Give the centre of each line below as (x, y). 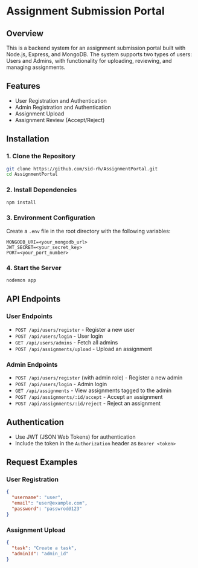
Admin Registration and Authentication (63, 107)
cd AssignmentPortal (32, 174)
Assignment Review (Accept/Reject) (60, 120)
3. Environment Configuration (51, 218)
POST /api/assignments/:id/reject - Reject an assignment (88, 403)
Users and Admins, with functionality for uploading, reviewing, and (89, 61)
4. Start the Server (34, 268)
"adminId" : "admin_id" (40, 553)
